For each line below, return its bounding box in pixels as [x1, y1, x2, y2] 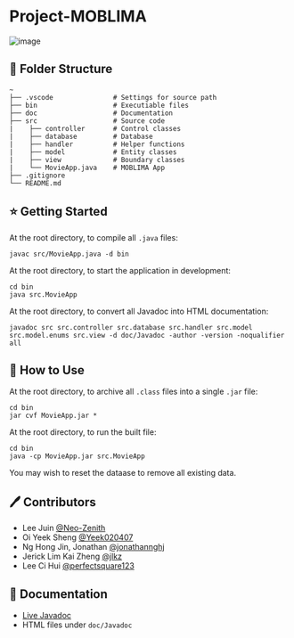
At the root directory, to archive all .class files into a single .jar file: [9, 386, 258, 397]
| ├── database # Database [9, 132, 153, 141]
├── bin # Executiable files [9, 101, 190, 110]
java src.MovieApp [9, 290, 78, 299]
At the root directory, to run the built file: [9, 427, 157, 438]
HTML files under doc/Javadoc [21, 619, 133, 630]
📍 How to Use [9, 363, 85, 378]
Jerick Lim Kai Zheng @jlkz [21, 551, 123, 562]
